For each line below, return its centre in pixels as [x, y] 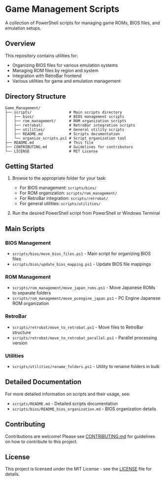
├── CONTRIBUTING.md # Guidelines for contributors [69, 147]
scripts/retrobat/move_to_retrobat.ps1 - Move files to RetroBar [78, 327]
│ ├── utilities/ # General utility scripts [65, 130]
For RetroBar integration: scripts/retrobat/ [64, 198]
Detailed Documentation [43, 382]
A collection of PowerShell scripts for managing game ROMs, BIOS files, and [82, 23]
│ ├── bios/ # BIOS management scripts [65, 117]
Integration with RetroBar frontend [47, 76]
